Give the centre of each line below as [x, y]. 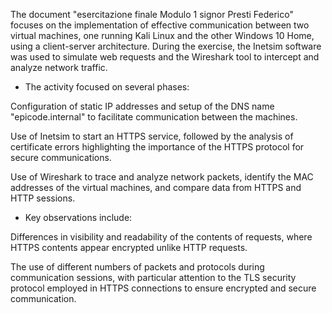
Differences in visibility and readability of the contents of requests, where [161, 237]
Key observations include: [78, 217]
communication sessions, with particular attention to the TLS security [153, 277]
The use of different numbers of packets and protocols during [137, 267]
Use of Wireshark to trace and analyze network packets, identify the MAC [162, 177]
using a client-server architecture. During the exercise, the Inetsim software [166, 46]
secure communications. [61, 157]
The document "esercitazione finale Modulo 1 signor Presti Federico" [152, 14]
